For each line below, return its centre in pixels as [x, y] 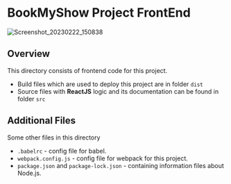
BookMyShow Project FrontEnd [99, 13]
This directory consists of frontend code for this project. [87, 70]
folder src [31, 99]
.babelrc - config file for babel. [62, 151]
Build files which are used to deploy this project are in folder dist [110, 84]
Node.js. [29, 173]
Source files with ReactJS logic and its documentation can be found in [118, 91]
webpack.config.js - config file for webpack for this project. [103, 158]
